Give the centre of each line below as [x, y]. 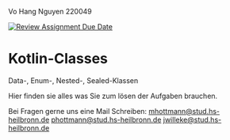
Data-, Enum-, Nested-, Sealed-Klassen [73, 80]
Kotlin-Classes [58, 59]
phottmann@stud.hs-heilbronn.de [106, 119]
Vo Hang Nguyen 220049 [50, 11]
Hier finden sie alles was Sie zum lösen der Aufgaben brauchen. [113, 96]
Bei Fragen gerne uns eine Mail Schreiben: [78, 111]
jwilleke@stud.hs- [192, 119]
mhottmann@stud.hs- [184, 111]
